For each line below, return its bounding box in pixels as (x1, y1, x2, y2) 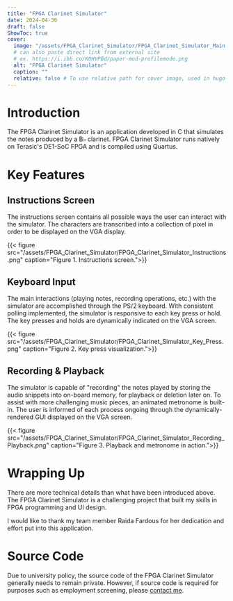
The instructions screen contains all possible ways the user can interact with (7, 213, 227, 221)
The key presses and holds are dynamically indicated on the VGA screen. (7, 317, 217, 325)
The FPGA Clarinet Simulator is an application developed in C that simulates (7, 128, 224, 136)
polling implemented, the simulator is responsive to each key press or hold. (7, 309, 223, 318)
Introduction (7, 105, 81, 120)
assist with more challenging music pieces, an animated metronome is (7, 397, 209, 406)
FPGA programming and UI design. (7, 503, 107, 511)
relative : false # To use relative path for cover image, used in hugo (13, 74, 226, 82)
